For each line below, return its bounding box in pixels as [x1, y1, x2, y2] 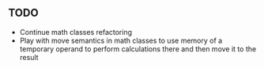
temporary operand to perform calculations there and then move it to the [19, 43, 257, 54]
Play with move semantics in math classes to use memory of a [19, 36, 223, 45]
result [19, 52, 39, 62]
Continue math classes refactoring [19, 27, 133, 36]
